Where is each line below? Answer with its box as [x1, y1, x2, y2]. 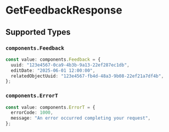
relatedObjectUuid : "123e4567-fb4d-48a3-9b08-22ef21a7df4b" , [11, 73, 164, 79]
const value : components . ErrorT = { [5, 104, 95, 110]
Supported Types [5, 27, 71, 37]
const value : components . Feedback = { [5, 57, 101, 62]
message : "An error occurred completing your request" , [11, 115, 151, 121]
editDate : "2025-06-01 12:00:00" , [11, 67, 95, 74]
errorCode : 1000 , [11, 110, 54, 115]
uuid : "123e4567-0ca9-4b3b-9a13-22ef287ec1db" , [11, 62, 130, 68]
